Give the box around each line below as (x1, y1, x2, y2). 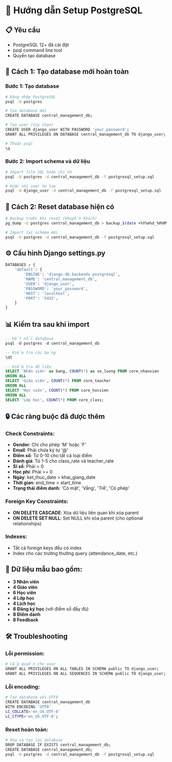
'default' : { (14, 267, 42, 273)
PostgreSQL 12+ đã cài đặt (12, 42, 69, 48)
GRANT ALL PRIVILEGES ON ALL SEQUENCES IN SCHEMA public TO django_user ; (5, 671, 166, 677)
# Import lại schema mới (5, 230, 58, 235)
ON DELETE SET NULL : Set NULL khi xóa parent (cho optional (12, 515, 143, 521)
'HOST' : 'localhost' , (24, 291, 70, 296)
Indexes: (5, 533, 28, 540)
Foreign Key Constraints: (5, 498, 69, 505)
